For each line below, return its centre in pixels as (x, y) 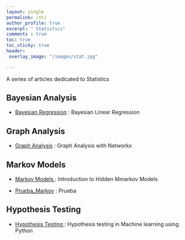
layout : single (25, 12)
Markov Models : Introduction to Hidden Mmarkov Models (86, 179)
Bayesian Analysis (41, 98)
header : (16, 51)
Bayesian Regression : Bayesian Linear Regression (77, 112)
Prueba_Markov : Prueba (46, 191)
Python (24, 230)
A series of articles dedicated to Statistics (58, 79)
